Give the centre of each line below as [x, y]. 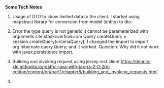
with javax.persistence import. [43, 52]
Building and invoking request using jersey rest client [66, 61]
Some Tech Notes [24, 7]
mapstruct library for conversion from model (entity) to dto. [72, 22]
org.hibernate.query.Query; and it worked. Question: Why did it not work [85, 47]
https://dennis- [136, 61]
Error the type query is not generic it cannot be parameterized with [80, 31]
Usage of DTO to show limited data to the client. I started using [76, 16]
